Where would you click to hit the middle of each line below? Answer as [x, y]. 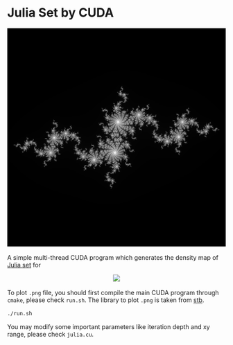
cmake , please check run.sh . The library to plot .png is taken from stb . [106, 300]
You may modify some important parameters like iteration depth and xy [109, 326]
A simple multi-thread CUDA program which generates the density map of [113, 257]
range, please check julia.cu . [51, 334]
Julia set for [24, 265]
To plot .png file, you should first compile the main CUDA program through [113, 292]
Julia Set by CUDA [61, 13]
